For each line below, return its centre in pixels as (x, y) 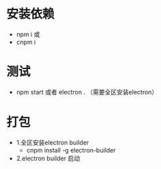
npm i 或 (28, 34)
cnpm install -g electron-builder (71, 150)
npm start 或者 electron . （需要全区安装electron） (87, 92)
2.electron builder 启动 (48, 158)
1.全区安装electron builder (53, 142)
